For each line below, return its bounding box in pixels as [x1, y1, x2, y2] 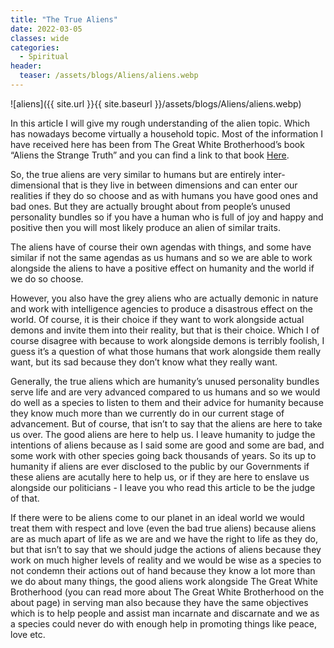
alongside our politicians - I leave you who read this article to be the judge [10, 481, 316, 493]
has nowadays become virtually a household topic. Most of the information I [10, 127, 324, 140]
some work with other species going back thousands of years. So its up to [10, 449, 317, 461]
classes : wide [10, 33, 70, 43]
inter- [263, 168, 286, 180]
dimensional [10, 179, 61, 191]
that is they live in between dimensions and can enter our [62, 179, 298, 191]
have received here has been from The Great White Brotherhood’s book [10, 138, 305, 150]
